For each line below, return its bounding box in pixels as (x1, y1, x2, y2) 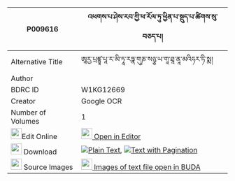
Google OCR (81, 96, 122, 106)
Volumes (10, 117, 40, 126)
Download (23, 147, 57, 157)
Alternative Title (10, 57, 63, 66)
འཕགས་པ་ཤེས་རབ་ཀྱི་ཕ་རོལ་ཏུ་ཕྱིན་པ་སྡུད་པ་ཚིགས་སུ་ (87, 12, 218, 22)
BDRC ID (10, 85, 40, 94)
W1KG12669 (81, 85, 126, 94)
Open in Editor (94, 132, 141, 141)
